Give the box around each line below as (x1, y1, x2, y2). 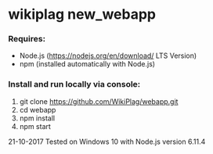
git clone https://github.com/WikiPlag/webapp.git (19, 96, 179, 106)
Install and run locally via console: (8, 79, 141, 90)
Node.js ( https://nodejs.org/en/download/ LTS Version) (19, 51, 197, 60)
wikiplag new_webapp (8, 5, 157, 23)
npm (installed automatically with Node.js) (19, 59, 155, 69)
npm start (19, 121, 51, 131)
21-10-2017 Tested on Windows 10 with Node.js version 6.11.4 (8, 137, 206, 146)
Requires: (8, 34, 45, 45)
